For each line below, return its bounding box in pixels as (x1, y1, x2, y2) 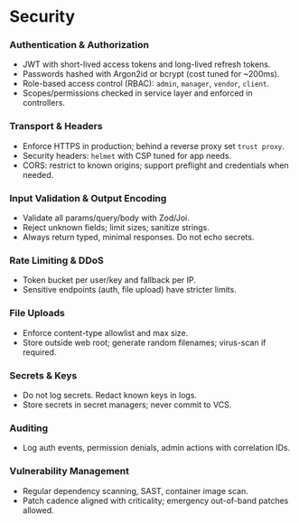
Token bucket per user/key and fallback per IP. (22, 275, 197, 285)
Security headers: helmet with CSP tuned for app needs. (22, 150, 232, 161)
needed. (22, 169, 54, 180)
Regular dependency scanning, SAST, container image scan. (22, 485, 248, 496)
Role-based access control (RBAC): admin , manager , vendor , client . (22, 79, 269, 89)
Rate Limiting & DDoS (9, 255, 104, 266)
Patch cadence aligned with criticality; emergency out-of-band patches (22, 495, 289, 506)
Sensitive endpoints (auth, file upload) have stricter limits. (22, 285, 237, 295)
